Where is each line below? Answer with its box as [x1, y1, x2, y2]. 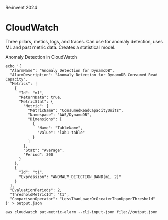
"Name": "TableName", [37, 125, 83, 130]
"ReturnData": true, [18, 95, 62, 100]
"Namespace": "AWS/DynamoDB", [27, 112, 92, 117]
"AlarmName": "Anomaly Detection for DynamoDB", [10, 68, 115, 73]
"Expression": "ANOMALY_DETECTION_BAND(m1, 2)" [18, 174, 122, 179]
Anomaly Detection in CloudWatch [5, 54, 77, 60]
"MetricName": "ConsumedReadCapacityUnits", [27, 108, 124, 113]
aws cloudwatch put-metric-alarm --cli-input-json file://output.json [5, 209, 158, 214]
